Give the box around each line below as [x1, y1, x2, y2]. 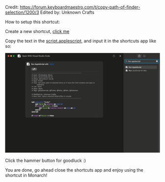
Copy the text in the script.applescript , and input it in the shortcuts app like [5, 38, 156, 44]
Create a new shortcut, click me [5, 29, 70, 34]
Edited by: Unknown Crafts [40, 9, 95, 15]
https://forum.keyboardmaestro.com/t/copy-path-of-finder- [19, 4, 140, 10]
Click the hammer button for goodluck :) [5, 157, 86, 164]
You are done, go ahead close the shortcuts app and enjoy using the [5, 167, 143, 173]
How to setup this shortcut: [5, 19, 60, 25]
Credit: [5, 4, 19, 10]
